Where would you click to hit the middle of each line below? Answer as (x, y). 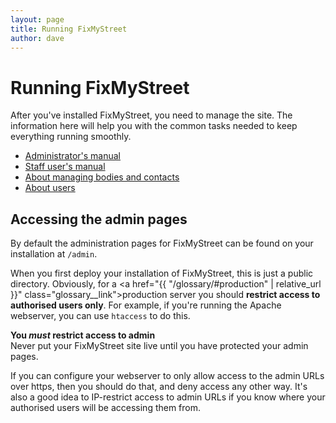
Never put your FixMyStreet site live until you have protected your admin (159, 346)
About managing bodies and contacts (102, 177)
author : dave (37, 38)
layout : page (37, 19)
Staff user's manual (65, 167)
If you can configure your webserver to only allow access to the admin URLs (167, 376)
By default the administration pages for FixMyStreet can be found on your (162, 243)
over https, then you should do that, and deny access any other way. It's (159, 387)
